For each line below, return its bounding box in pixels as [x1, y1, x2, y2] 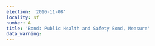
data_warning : [6, 31, 42, 37]
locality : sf [6, 14, 39, 20]
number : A [6, 20, 31, 26]
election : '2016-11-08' [6, 8, 67, 15]
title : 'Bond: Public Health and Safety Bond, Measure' [6, 25, 150, 32]
